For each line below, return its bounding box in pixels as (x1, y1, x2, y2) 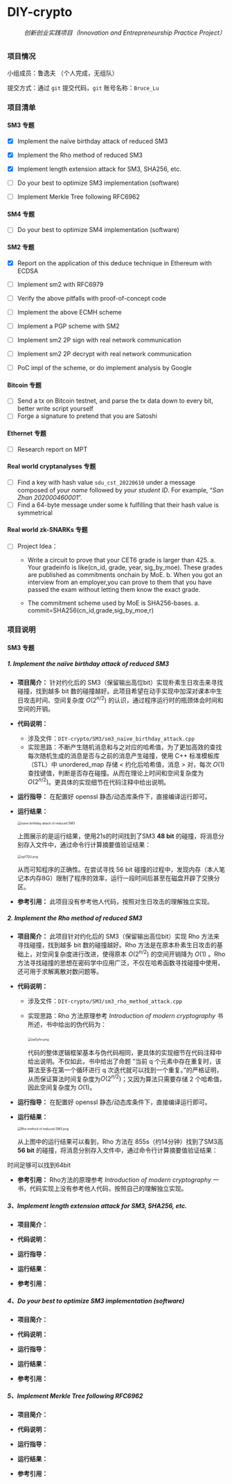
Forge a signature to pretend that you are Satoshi (17, 412, 158, 420)
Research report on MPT (17, 445, 88, 453)
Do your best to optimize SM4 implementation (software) (17, 226, 180, 234)
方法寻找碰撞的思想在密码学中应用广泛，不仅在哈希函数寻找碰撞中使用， (17, 958, 224, 967)
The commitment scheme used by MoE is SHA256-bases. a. (27, 599, 200, 608)
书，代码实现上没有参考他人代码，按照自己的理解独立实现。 (17, 1185, 188, 1193)
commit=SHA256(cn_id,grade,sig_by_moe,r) (27, 606, 154, 615)
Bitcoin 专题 (7, 381, 42, 389)
